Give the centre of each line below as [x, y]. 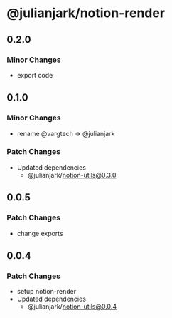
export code [35, 75]
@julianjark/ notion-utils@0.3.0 [72, 175]
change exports [40, 233]
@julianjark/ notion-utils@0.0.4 [72, 307]
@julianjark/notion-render [86, 13]
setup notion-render [46, 292]
